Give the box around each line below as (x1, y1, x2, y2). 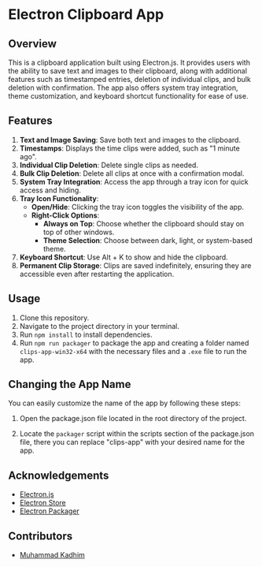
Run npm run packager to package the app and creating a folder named (19, 338, 249, 348)
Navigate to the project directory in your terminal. (19, 321, 179, 330)
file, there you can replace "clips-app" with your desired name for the (19, 438, 245, 447)
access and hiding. (19, 185, 81, 195)
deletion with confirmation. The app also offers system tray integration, (8, 83, 238, 92)
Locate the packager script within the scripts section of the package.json (19, 429, 254, 438)
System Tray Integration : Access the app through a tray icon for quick (19, 177, 249, 186)
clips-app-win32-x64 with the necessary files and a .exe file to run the (19, 346, 247, 356)
